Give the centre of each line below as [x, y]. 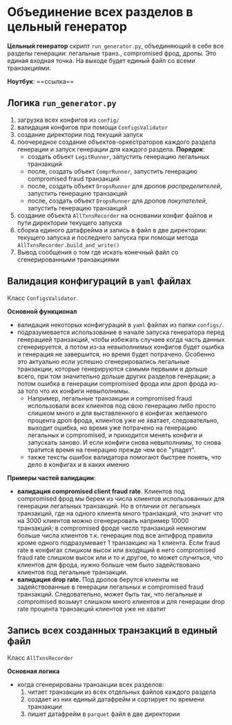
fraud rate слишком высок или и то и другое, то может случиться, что [120, 557]
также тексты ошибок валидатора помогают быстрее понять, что [124, 457]
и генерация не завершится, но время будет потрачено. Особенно [116, 354]
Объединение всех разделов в [100, 12]
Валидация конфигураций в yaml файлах [99, 281]
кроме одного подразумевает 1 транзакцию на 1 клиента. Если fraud [118, 542]
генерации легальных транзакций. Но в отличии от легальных [109, 506]
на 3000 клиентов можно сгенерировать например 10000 [103, 520]
